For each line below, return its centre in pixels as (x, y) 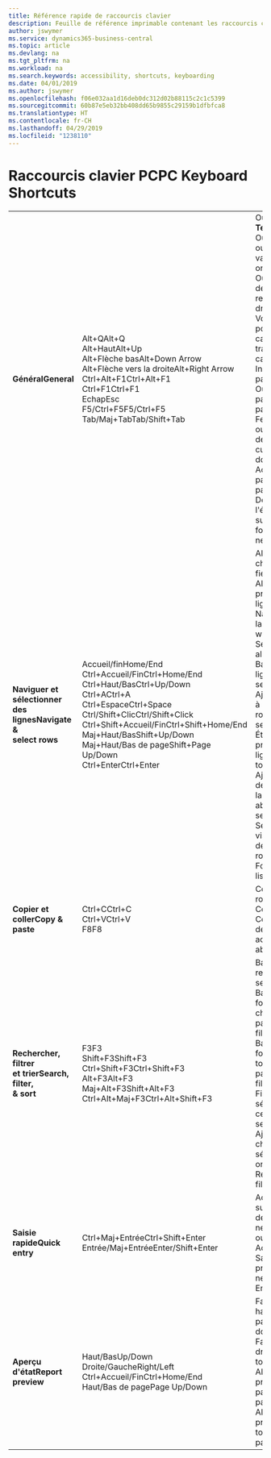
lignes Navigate (42, 719)
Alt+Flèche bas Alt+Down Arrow (142, 358)
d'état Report (38, 1372)
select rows (35, 739)
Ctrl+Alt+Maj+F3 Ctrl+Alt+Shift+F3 (147, 1098)
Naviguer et (35, 689)
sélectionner (37, 699)
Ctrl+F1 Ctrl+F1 (111, 389)
